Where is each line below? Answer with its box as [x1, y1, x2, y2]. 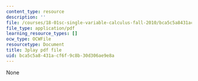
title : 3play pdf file [6, 47, 62, 53]
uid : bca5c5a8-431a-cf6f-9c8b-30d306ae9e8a [6, 53, 115, 59]
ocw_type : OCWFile [6, 36, 51, 42]
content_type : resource [6, 8, 65, 15]
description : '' [6, 14, 46, 20]
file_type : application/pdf [6, 25, 75, 31]
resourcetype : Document [6, 42, 65, 48]
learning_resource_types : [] [6, 31, 78, 37]
